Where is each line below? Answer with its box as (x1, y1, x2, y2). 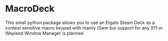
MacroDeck (5, 3, 55, 14)
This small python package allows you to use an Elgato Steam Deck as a (5, 19, 155, 25)
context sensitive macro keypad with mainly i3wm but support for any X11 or (5, 24, 163, 30)
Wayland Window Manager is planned (5, 30, 84, 36)
